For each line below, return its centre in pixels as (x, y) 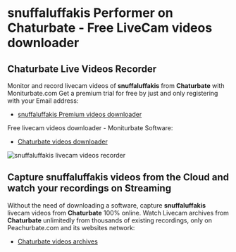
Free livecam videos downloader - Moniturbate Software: (90, 128)
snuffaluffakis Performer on (91, 13)
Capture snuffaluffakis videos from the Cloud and (118, 177)
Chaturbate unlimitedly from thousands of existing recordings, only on (110, 220)
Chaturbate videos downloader (62, 141)
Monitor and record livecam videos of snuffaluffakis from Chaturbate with (116, 86)
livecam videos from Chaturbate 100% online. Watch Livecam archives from (118, 213)
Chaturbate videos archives (58, 241)
